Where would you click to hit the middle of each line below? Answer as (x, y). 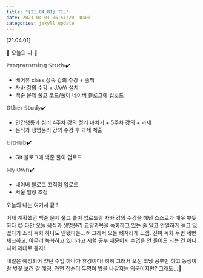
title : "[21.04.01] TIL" (38, 12)
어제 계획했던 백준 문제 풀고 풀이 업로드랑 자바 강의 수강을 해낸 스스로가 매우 (96, 218)
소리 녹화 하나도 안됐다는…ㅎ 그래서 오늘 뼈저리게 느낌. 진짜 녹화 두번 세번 (109, 233)
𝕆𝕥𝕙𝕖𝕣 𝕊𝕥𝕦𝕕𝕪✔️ (26, 108)
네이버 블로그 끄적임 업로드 (47, 185)
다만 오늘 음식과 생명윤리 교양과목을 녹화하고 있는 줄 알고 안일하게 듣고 (108, 225)
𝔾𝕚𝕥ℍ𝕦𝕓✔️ (19, 142)
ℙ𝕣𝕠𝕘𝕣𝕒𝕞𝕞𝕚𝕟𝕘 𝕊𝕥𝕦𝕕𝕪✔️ (38, 65)
